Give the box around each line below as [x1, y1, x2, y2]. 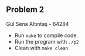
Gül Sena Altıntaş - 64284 [6, 20, 69, 27]
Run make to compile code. [14, 32, 78, 39]
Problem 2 [6, 5, 45, 15]
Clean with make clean [14, 44, 69, 51]
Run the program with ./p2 [14, 38, 79, 45]
